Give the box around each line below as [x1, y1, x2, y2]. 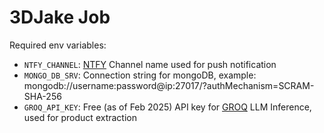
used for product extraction [23, 111, 137, 123]
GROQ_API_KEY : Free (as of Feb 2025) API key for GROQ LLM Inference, [23, 101, 312, 113]
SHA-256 [23, 90, 62, 102]
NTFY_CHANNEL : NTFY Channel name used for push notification [23, 58, 277, 70]
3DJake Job [9, 6, 111, 29]
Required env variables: [9, 39, 107, 51]
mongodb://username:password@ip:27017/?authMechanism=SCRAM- [23, 79, 315, 91]
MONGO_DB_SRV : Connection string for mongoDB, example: [23, 69, 257, 81]
